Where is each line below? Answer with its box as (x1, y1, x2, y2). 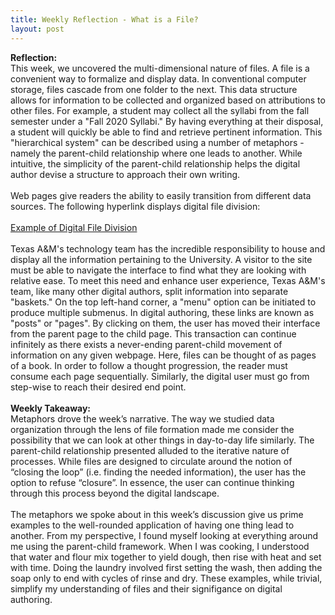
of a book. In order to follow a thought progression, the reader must (10, 359, 288, 371)
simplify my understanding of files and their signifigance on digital (10, 582, 283, 595)
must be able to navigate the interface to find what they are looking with (10, 264, 307, 276)
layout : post (10, 24, 65, 34)
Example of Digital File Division (10, 221, 138, 233)
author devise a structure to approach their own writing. (10, 168, 241, 180)
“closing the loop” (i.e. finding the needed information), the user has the (10, 466, 307, 478)
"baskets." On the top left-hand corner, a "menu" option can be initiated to (10, 296, 317, 308)
